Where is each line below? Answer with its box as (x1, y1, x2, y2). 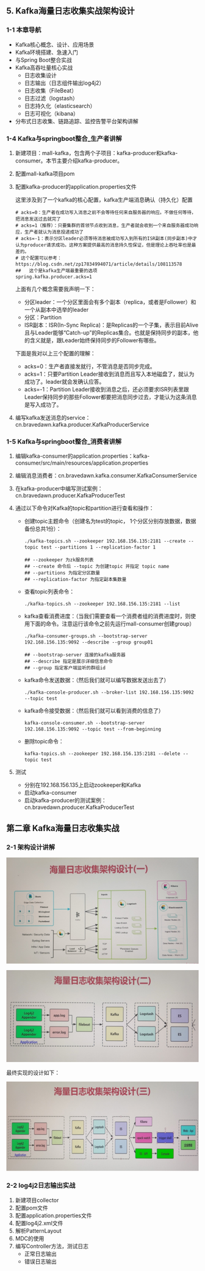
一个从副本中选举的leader (24, 306, 89, 313)
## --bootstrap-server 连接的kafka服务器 (24, 652, 126, 658)
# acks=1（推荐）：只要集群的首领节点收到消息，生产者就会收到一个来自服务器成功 (15, 222, 194, 229)
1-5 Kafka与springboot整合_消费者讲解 (6, 437, 122, 446)
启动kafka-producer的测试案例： (24, 797, 107, 804)
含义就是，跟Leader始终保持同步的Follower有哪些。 (29, 336, 160, 344)
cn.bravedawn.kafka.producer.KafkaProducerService (15, 420, 149, 428)
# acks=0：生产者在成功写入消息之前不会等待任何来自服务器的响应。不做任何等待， (15, 209, 196, 216)
